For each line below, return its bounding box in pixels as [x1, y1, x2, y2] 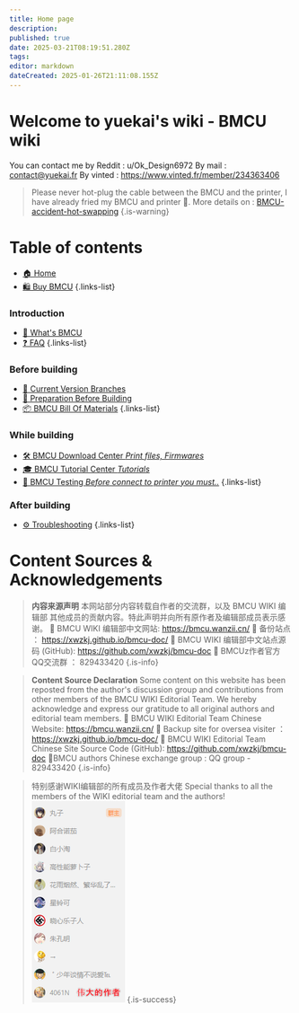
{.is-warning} [120, 206, 170, 216]
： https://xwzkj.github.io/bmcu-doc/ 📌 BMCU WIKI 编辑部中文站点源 [31, 634, 286, 645]
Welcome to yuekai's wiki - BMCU [9, 111, 268, 132]
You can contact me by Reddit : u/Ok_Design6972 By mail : [9, 160, 227, 171]
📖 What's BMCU [22, 328, 83, 339]
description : [9, 23, 58, 33]
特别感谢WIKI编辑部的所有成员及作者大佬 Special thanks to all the [31, 780, 274, 791]
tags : [9, 52, 30, 62]
